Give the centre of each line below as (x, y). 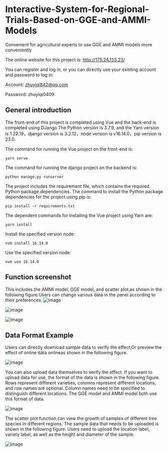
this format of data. (25, 399)
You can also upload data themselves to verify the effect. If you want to (79, 372)
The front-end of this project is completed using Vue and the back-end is (81, 122)
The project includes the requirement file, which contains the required (77, 186)
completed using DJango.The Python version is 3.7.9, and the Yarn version (82, 127)
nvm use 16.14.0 (22, 262)
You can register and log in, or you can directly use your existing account (81, 69)
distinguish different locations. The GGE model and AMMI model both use (81, 394)
